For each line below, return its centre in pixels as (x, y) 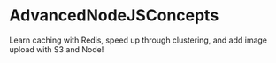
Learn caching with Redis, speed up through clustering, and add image (138, 40)
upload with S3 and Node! (57, 49)
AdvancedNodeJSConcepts (114, 16)
